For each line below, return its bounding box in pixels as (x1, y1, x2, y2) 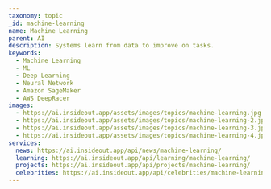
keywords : (8, 49, 42, 57)
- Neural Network (15, 79, 74, 87)
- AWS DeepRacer (15, 94, 70, 102)
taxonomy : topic (8, 11, 63, 20)
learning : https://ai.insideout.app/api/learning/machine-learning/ (15, 154, 251, 162)
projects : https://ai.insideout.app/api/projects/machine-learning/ (15, 162, 251, 170)
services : (8, 138, 42, 147)
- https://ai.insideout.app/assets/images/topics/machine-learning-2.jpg (15, 117, 269, 125)
